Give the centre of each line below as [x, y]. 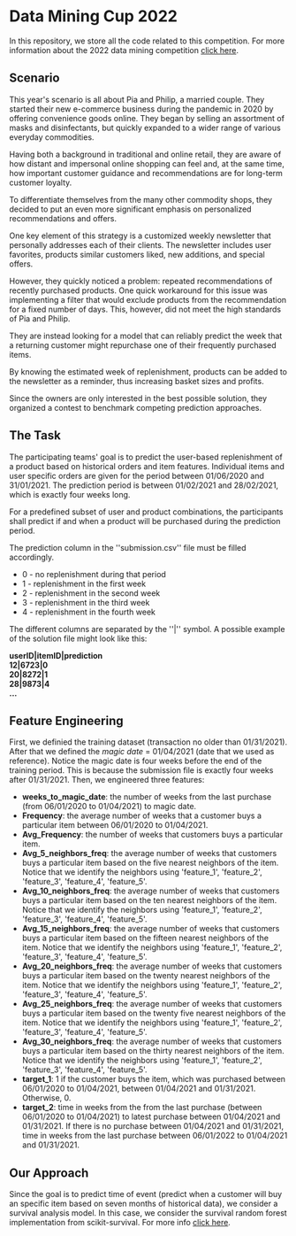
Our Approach [49, 1173]
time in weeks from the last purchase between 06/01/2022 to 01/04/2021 [155, 1136]
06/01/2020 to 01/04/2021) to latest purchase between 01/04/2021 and [151, 1116]
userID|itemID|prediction [56, 655]
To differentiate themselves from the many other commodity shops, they [140, 199]
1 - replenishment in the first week [84, 583]
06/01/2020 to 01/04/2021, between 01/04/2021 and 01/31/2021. [139, 1089]
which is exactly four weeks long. [70, 494]
